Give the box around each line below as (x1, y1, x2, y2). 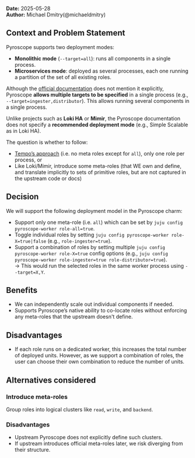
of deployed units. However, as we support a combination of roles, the (14, 352, 184, 359)
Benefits (6, 285, 38, 295)
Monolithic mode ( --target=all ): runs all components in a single (14, 55, 171, 62)
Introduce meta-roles (6, 392, 68, 401)
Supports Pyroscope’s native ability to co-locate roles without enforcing (14, 307, 187, 314)
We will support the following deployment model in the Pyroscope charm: (6, 207, 183, 214)
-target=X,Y (14, 269, 44, 276)
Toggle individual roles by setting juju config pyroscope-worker (14, 231, 169, 238)
